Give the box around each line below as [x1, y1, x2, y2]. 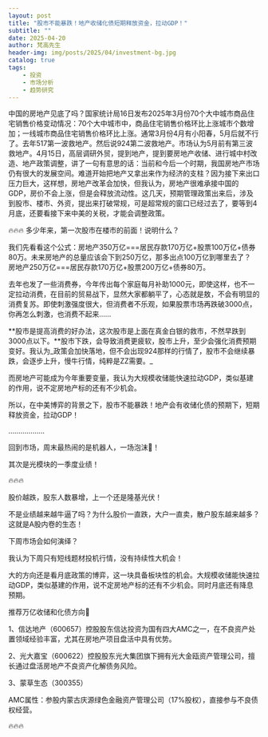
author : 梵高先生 [8, 42, 61, 50]
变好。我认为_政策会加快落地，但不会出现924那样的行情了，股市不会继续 [8, 347, 249, 356]
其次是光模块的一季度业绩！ [8, 460, 100, 470]
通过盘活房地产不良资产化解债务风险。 [14, 661, 141, 671]
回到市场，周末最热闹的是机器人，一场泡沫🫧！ [8, 442, 160, 452]
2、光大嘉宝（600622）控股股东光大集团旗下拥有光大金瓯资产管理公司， [8, 652, 249, 661]
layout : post [8, 11, 52, 20]
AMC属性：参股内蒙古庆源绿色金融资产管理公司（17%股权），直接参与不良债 [8, 695, 258, 705]
